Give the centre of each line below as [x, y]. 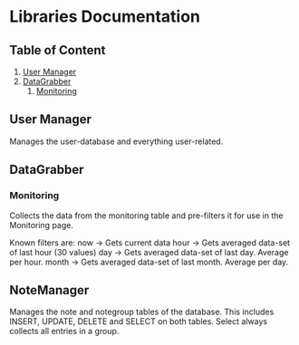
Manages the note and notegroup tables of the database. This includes [142, 312]
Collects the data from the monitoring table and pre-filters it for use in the [146, 216]
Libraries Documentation [105, 17]
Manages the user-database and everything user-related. [116, 141]
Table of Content [58, 50]
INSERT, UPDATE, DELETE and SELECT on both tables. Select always [139, 321]
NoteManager [49, 290]
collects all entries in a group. [64, 331]
